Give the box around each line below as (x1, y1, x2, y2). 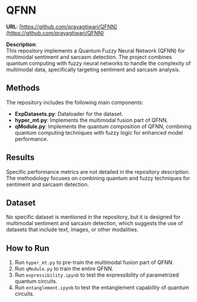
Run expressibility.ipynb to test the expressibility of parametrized (14, 271, 179, 278)
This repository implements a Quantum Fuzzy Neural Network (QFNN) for (6, 47, 185, 54)
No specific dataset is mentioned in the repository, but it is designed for (6, 213, 181, 220)
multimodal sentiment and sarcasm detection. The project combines (6, 53, 172, 60)
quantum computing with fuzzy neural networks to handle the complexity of (6, 60, 191, 67)
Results (6, 152, 35, 163)
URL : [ (6, 23, 22, 30)
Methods (6, 83, 40, 93)
